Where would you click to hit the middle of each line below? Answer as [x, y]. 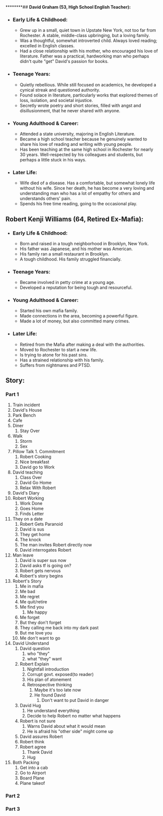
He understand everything [53, 711]
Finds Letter [32, 514]
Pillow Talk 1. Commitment [39, 452]
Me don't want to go [40, 638]
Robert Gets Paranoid [41, 524]
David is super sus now [43, 560]
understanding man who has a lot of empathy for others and [80, 193]
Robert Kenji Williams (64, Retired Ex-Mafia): [74, 219]
